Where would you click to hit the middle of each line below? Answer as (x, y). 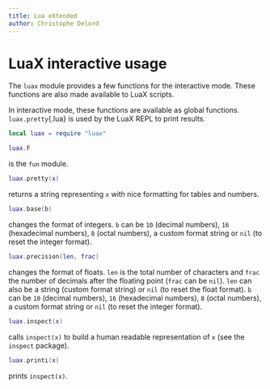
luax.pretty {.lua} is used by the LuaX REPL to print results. (107, 119)
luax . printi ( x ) (34, 360)
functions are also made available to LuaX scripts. (91, 95)
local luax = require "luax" (57, 134)
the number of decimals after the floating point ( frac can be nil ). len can (130, 280)
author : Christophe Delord (54, 24)
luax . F (19, 148)
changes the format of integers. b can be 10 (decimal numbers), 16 (119, 224)
